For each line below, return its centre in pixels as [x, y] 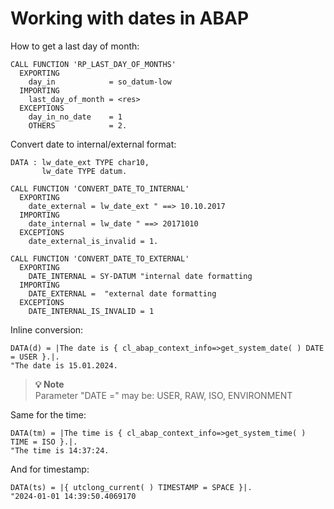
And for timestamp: [50, 469]
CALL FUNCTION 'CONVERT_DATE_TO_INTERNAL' [100, 188]
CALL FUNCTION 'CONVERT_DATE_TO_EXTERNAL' [100, 258]
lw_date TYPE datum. [84, 171]
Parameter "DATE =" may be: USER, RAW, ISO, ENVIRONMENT [163, 395]
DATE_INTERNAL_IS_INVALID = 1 [91, 311]
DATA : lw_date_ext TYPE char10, [80, 162]
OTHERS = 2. [78, 125]
